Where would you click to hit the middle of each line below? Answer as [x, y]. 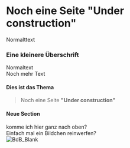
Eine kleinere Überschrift [43, 55]
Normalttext [21, 39]
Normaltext [20, 68]
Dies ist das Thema [30, 87]
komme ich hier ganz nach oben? [47, 127]
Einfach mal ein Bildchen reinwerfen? [51, 133]
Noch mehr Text [26, 74]
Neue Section [23, 114]
